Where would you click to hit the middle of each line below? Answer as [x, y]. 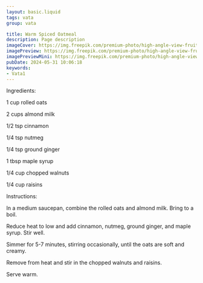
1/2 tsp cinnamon [28, 126]
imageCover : [21, 45]
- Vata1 [16, 73]
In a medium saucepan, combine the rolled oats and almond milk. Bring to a [100, 208]
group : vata [21, 23]
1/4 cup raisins [24, 185]
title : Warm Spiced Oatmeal [42, 34]
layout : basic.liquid [34, 12]
